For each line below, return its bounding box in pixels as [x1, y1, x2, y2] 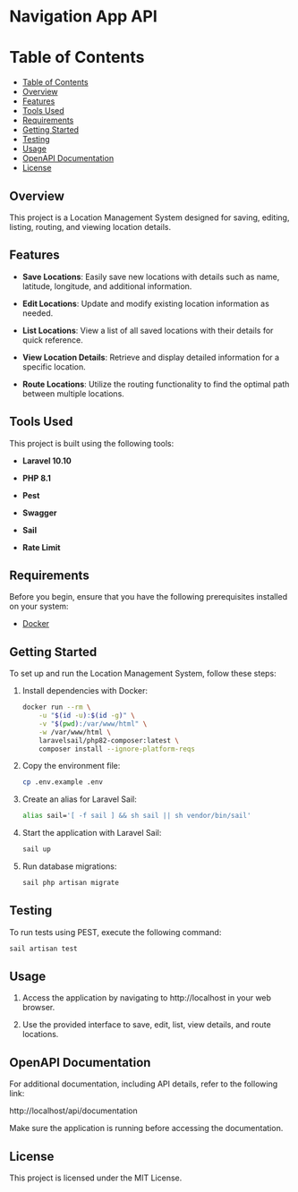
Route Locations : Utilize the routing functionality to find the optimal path [21, 379, 290, 389]
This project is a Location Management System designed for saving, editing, [9, 212, 290, 223]
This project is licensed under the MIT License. [9, 1172, 183, 1183]
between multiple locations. [21, 387, 125, 399]
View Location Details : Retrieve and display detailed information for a [21, 352, 280, 362]
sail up [21, 845, 51, 854]
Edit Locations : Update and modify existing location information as [21, 298, 270, 309]
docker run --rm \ [21, 702, 91, 712]
